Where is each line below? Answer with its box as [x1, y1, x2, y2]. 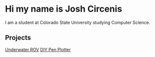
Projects [5, 34, 31, 42]
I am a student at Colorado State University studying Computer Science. [5, 19, 151, 25]
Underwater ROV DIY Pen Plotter [5, 46, 71, 52]
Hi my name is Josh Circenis [5, 3, 122, 15]
